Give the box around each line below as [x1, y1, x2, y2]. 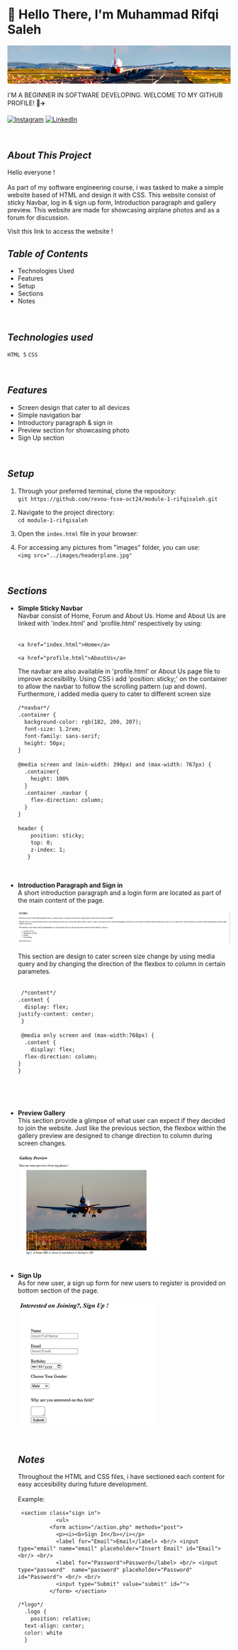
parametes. [17, 967, 51, 976]
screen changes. [17, 1139, 67, 1148]
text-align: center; [24, 1622, 85, 1629]
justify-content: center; [17, 1011, 94, 1018]
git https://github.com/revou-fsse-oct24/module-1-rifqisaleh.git [17, 495, 218, 503]
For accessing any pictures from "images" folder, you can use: [17, 543, 200, 551]
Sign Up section [17, 433, 65, 442]
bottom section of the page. [17, 1286, 99, 1295]
